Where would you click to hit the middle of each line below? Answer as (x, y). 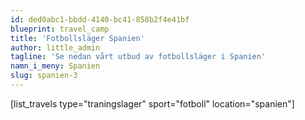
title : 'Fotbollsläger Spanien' (77, 38)
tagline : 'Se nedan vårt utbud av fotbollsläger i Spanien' (138, 57)
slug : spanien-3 (44, 76)
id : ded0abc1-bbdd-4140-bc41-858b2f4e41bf (100, 19)
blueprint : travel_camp (60, 29)
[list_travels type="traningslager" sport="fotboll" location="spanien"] (152, 103)
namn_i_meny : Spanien (55, 66)
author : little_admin (55, 47)
